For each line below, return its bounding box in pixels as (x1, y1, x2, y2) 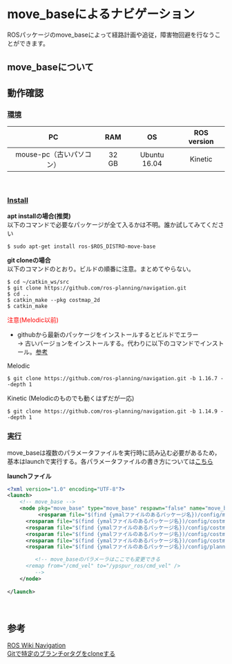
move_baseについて (7, 62, 95, 73)
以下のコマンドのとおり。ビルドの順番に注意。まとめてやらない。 (7, 264, 195, 273)
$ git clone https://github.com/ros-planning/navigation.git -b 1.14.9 (7, 408, 217, 415)
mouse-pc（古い (14, 150, 71, 159)
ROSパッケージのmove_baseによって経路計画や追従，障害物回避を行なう (7, 30, 215, 39)
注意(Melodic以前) (7, 316, 59, 324)
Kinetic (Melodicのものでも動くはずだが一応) (7, 394, 135, 402)
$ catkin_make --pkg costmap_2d (7, 297, 100, 304)
